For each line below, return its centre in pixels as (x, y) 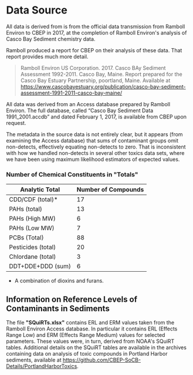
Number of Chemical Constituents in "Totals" (72, 174)
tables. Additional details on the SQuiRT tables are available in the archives (96, 347)
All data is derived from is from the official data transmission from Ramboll (96, 26)
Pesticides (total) (33, 247)
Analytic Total (40, 190)
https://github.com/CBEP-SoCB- (102, 360)
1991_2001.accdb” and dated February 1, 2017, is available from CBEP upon (96, 116)
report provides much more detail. (47, 56)
